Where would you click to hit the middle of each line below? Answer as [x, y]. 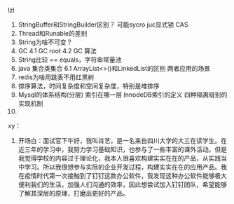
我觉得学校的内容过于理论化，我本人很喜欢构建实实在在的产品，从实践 [119, 158]
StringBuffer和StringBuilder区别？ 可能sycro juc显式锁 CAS [103, 25]
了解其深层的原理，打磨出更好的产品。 [73, 193]
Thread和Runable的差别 [53, 33]
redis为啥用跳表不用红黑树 [56, 77]
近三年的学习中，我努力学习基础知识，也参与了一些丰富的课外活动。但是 [122, 149]
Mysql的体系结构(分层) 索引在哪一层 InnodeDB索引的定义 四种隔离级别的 [123, 95]
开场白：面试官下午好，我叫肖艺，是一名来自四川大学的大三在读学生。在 [122, 141]
